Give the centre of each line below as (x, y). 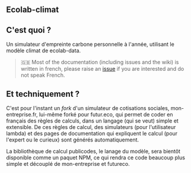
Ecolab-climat (33, 10)
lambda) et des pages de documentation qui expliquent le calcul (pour (92, 134)
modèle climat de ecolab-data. (44, 51)
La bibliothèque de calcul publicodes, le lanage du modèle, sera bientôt (93, 152)
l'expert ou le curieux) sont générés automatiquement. (73, 140)
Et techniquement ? (43, 94)
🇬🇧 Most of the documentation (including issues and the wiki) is (100, 62)
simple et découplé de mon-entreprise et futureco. (68, 164)
